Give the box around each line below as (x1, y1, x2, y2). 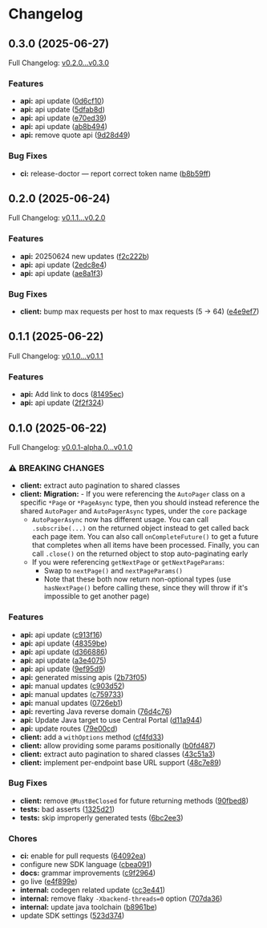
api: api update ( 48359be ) (19, 638, 107, 648)
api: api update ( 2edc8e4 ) (19, 260, 107, 269)
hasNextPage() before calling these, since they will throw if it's (43, 583, 249, 593)
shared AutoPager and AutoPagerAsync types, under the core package (19, 506, 247, 516)
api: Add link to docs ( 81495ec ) (19, 390, 124, 399)
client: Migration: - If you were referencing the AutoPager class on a (19, 489, 246, 499)
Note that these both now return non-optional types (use (43, 574, 231, 584)
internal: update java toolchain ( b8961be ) (19, 902, 158, 912)
